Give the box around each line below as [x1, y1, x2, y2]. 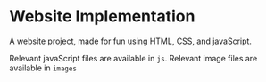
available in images [9, 62, 78, 73]
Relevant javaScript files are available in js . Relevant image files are [9, 53, 258, 63]
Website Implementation [9, 6, 195, 27]
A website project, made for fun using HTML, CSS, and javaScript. [9, 36, 253, 46]
